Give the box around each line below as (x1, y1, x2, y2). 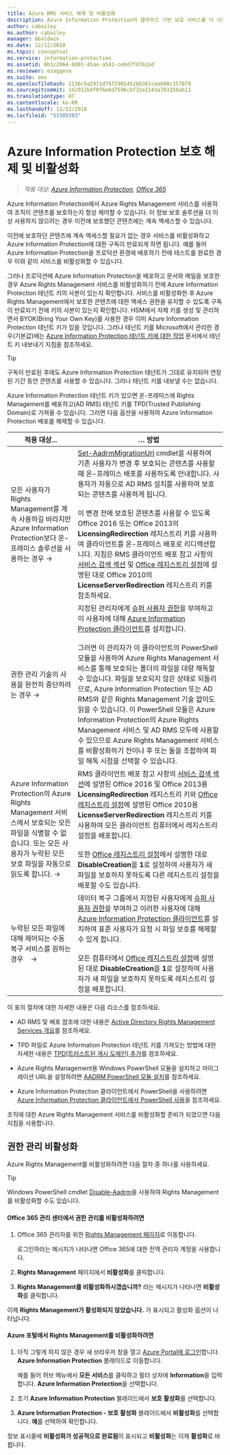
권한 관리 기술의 (10, 670, 59, 679)
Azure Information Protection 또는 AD (94, 684, 214, 694)
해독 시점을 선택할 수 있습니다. (86, 756, 177, 766)
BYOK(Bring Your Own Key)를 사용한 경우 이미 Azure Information (19, 314, 199, 322)
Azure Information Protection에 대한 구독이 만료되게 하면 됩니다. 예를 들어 (7, 239, 207, 248)
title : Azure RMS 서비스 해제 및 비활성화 (7, 10, 116, 17)
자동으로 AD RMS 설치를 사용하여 (98, 479, 201, 488)
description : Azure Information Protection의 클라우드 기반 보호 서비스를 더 (7, 16, 214, 23)
